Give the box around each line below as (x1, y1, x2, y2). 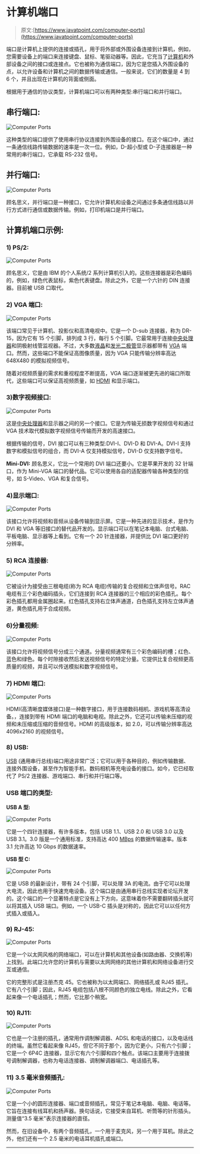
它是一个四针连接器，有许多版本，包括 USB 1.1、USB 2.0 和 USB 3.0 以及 (6, 828, 185, 835)
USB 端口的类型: (6, 789, 53, 797)
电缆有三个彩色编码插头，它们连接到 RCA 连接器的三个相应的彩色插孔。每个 (6, 590, 192, 598)
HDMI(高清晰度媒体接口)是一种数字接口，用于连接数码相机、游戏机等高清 (6, 706, 186, 713)
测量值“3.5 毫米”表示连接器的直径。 (6, 1115, 93, 1122)
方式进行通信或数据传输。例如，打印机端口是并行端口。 (11, 206, 147, 213)
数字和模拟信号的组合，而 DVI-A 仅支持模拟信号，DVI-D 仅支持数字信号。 (6, 447, 186, 454)
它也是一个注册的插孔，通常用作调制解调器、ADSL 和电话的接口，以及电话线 (6, 1034, 193, 1042)
